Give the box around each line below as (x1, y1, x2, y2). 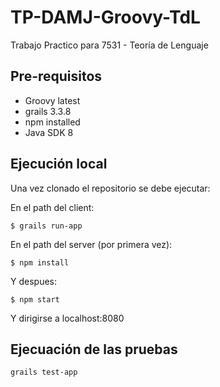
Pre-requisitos (10, 68, 103, 85)
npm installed (24, 116, 81, 128)
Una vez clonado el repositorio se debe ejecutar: (10, 182, 211, 194)
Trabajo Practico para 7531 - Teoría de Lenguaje (10, 39, 209, 51)
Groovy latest (24, 94, 81, 106)
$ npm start (10, 294, 60, 305)
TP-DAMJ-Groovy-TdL (10, 6, 201, 29)
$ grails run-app (10, 221, 83, 231)
